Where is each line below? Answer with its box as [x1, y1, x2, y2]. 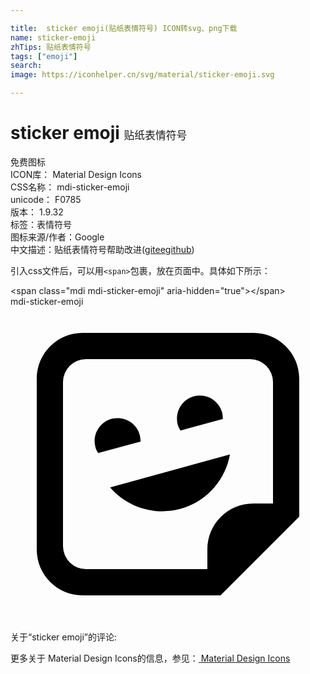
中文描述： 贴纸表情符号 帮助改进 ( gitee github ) [10, 243, 195, 255]
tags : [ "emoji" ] [10, 51, 78, 61]
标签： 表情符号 [10, 218, 72, 230]
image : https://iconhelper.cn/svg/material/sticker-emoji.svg [10, 70, 275, 80]
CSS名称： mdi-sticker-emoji [10, 181, 130, 193]
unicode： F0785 [10, 193, 82, 205]
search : [10, 61, 43, 71]
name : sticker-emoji [10, 32, 97, 43]
